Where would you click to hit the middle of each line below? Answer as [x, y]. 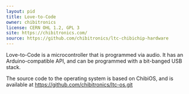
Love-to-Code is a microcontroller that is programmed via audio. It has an [94, 55]
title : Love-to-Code [31, 17]
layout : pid [20, 11]
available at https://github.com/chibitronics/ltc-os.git [69, 84]
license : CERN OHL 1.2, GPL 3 [43, 28]
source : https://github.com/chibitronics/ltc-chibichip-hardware [87, 38]
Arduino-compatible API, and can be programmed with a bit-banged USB [94, 61]
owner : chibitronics [31, 22]
